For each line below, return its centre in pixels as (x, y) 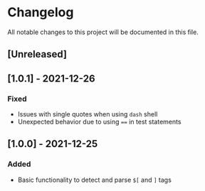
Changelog (41, 12)
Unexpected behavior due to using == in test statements (99, 122)
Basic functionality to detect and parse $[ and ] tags (95, 180)
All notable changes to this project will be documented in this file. (103, 32)
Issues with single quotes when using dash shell (88, 114)
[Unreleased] (37, 54)
